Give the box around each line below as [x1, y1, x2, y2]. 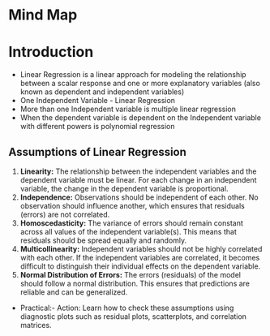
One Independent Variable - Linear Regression [19, 96, 176, 106]
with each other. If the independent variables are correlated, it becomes [19, 252, 260, 262]
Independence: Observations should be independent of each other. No [19, 192, 259, 202]
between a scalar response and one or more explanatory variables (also [19, 79, 261, 88]
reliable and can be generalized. [19, 286, 128, 297]
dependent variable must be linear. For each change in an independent [19, 174, 257, 184]
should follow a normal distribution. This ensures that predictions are [19, 278, 250, 288]
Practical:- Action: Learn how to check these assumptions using [19, 303, 234, 312]
